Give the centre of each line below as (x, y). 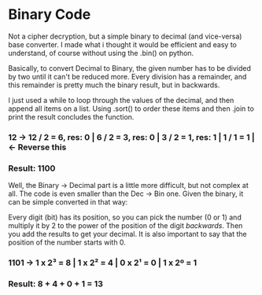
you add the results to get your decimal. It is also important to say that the (127, 234)
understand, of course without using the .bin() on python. (101, 53)
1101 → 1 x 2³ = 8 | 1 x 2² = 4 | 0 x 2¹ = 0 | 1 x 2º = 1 (103, 263)
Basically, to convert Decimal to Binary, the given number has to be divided (130, 68)
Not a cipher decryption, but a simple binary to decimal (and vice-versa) (125, 36)
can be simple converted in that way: (68, 202)
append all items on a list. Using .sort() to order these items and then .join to (131, 109)
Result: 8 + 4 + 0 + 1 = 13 (56, 284)
